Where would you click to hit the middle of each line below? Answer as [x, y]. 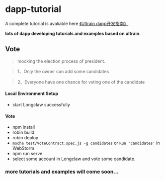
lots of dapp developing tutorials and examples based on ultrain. [73, 33]
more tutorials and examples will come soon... [62, 172]
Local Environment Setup [32, 93]
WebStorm [23, 148]
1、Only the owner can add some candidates [63, 71]
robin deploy [25, 138]
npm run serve [27, 154]
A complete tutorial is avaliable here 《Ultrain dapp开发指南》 [67, 23]
